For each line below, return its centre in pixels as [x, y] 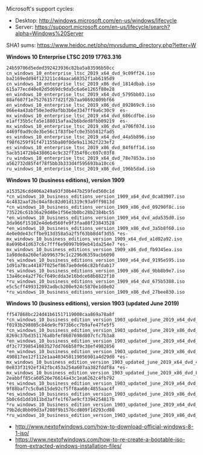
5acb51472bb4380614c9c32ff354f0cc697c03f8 [60, 153]
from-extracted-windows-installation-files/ [68, 446]
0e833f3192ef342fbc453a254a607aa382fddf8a [60, 368]
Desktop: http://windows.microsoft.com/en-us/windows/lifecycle [96, 20]
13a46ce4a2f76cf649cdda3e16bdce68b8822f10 [60, 276]
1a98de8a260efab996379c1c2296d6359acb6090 [60, 255]
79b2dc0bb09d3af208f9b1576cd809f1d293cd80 [60, 410]
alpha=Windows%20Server [49, 33]
